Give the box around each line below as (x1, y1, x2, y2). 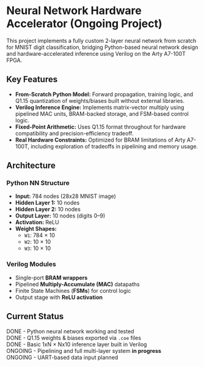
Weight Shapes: (15, 225, 57, 233)
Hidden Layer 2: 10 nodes (15, 206, 81, 213)
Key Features (6, 74, 58, 85)
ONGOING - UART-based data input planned (6, 354, 118, 361)
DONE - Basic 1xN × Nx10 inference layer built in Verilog (6, 341, 147, 348)
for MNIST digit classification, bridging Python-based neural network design (6, 44, 199, 51)
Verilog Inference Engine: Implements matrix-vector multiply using (15, 104, 184, 111)
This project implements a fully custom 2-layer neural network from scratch (6, 37, 197, 44)
